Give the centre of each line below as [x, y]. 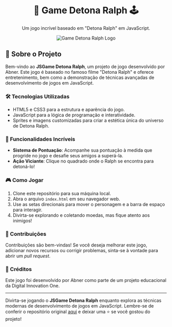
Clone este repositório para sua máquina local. [62, 193]
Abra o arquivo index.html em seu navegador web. [66, 199]
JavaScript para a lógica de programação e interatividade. [74, 115]
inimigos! [22, 220]
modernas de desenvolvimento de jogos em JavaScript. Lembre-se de [80, 306]
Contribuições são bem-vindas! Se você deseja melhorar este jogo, [76, 245]
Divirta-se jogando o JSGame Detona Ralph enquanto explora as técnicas [83, 300]
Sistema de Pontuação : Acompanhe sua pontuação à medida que [82, 150]
